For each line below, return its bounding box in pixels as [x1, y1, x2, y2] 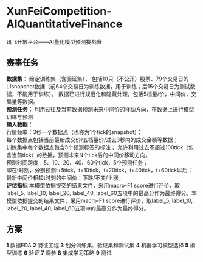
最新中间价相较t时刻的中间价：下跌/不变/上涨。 [6, 174, 124, 181]
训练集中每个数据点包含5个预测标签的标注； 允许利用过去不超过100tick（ [6, 143, 189, 150]
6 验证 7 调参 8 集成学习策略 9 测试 [23, 249, 112, 257]
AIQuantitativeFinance [6, 17, 123, 31]
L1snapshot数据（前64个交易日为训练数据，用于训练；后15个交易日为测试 [6, 82, 190, 90]
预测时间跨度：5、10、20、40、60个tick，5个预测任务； [6, 158, 149, 166]
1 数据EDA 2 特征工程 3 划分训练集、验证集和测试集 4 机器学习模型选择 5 [6, 241, 189, 249]
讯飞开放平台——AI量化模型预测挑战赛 [6, 38, 102, 45]
